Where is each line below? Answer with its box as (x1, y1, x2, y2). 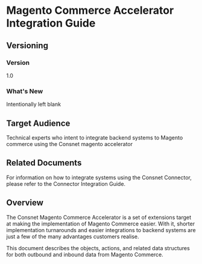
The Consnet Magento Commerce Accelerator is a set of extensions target (6, 213, 192, 221)
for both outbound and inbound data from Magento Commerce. (6, 251, 164, 258)
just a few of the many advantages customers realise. (6, 233, 140, 240)
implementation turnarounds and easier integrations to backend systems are (6, 226, 196, 233)
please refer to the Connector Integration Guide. (6, 180, 125, 187)
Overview (6, 198, 44, 208)
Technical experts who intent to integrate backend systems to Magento (6, 134, 183, 141)
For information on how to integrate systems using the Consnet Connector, (6, 174, 192, 181)
